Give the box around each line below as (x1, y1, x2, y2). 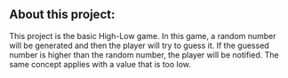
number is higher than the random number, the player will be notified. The (9, 49, 279, 60)
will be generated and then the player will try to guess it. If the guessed (9, 40, 269, 51)
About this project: (9, 7, 116, 22)
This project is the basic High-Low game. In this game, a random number (9, 30, 277, 41)
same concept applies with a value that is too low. (9, 58, 191, 69)
